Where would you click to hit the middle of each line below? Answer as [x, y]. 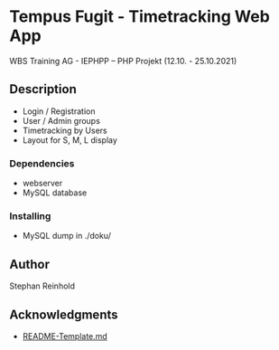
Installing [30, 216]
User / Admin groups [61, 120]
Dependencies [42, 163]
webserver [42, 184]
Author [29, 264]
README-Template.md [65, 336]
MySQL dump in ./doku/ [66, 236]
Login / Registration [59, 111]
